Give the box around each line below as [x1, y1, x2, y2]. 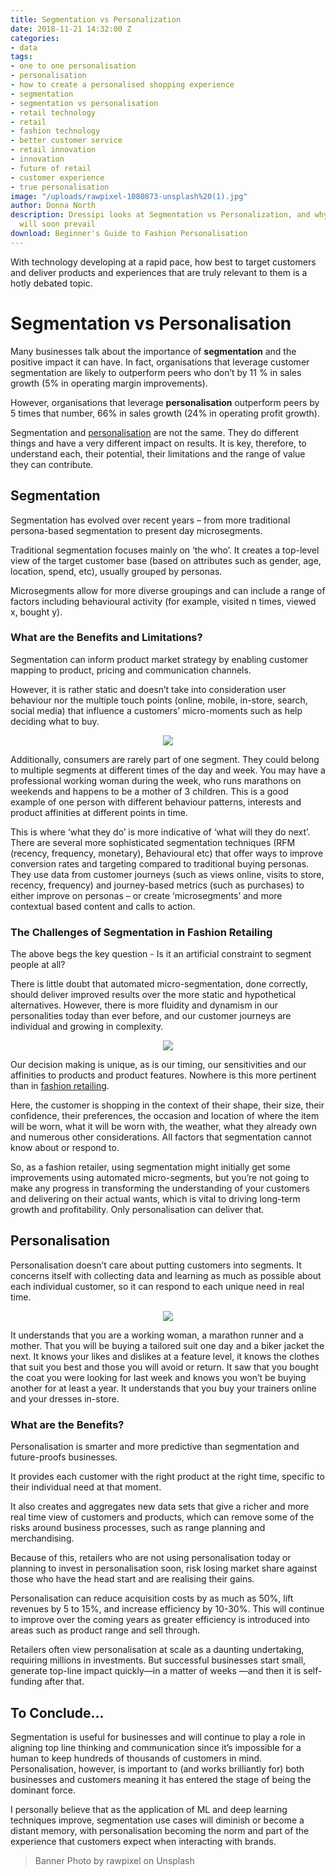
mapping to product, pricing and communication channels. [10, 664, 252, 676]
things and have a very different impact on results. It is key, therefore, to [10, 437, 307, 449]
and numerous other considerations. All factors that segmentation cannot [10, 1131, 312, 1143]
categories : [10, 33, 60, 43]
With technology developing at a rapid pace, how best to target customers [10, 256, 317, 268]
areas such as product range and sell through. [10, 1624, 201, 1636]
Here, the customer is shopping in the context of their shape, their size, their [10, 1099, 325, 1111]
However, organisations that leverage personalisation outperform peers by [10, 396, 320, 408]
